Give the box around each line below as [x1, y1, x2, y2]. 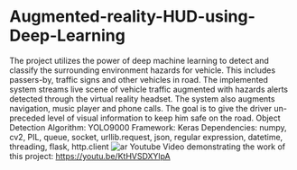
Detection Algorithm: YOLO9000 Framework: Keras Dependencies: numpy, [9, 121, 287, 132]
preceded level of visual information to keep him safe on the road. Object [9, 112, 282, 123]
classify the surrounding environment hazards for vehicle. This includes [9, 65, 276, 76]
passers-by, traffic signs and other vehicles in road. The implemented [9, 74, 269, 85]
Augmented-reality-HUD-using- [9, 6, 255, 27]
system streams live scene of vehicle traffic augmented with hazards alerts [9, 84, 289, 94]
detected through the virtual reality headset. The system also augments [9, 93, 275, 104]
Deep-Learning [9, 25, 126, 46]
